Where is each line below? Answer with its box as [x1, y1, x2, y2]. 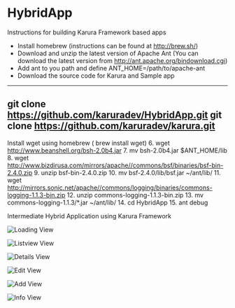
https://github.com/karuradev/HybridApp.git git [7, 109, 222, 121]
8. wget [7, 153, 29, 162]
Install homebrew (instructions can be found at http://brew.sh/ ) [17, 41, 199, 50]
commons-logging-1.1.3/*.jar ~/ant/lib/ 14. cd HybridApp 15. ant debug [7, 198, 208, 206]
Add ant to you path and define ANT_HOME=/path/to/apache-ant [17, 64, 206, 72]
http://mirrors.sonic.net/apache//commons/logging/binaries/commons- [7, 183, 213, 192]
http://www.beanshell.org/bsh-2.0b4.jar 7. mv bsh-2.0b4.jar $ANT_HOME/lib [7, 146, 227, 155]
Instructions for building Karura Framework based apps [7, 28, 166, 36]
